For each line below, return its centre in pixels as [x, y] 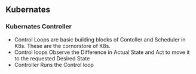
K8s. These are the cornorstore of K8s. [62, 46]
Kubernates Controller [39, 27]
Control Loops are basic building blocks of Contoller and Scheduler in [100, 39]
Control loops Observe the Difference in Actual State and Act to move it [102, 52]
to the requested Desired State [52, 58]
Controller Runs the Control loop [54, 65]
